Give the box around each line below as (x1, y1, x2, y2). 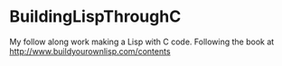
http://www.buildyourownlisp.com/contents (9, 45, 171, 56)
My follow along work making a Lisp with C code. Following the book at (9, 36, 275, 47)
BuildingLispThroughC (9, 6, 182, 27)
